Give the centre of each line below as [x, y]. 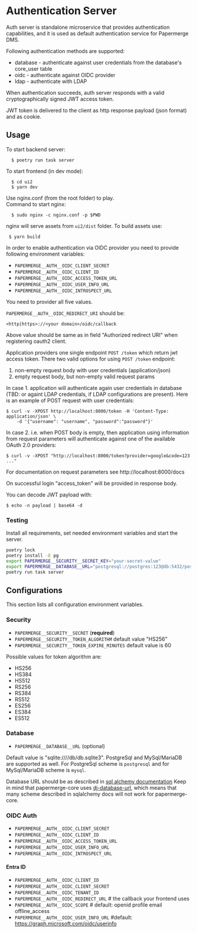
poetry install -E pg [33, 555]
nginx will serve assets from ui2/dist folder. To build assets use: [84, 226]
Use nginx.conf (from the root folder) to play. [60, 198]
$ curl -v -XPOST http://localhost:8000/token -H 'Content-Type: [87, 411]
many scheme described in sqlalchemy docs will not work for [80, 794]
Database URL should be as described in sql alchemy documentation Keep [96, 781]
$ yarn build [25, 237]
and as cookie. [24, 117]
